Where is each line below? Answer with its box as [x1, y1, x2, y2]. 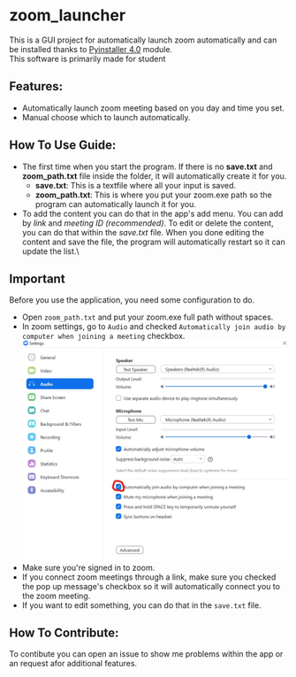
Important [9, 271, 65, 286]
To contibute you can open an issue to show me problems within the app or [9, 649, 284, 659]
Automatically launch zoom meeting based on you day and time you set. [21, 103, 285, 113]
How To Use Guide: [9, 138, 117, 153]
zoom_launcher [9, 5, 126, 26]
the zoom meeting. [21, 590, 91, 601]
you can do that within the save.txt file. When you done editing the [21, 227, 265, 237]
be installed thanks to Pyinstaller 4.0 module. [9, 43, 173, 54]
